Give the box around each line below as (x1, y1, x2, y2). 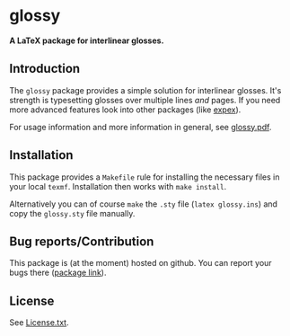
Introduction (9, 61, 81, 76)
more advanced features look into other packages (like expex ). (9, 104, 242, 115)
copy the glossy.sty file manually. (9, 208, 136, 218)
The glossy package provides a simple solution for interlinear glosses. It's (9, 84, 282, 95)
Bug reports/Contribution (9, 234, 154, 249)
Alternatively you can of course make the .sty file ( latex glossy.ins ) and (9, 199, 278, 209)
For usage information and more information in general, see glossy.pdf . (9, 121, 272, 132)
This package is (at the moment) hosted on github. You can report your (9, 258, 272, 269)
